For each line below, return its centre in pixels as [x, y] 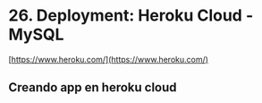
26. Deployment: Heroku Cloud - [131, 16]
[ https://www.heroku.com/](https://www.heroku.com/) [109, 59]
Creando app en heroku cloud [93, 87]
